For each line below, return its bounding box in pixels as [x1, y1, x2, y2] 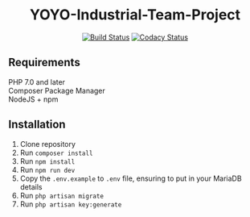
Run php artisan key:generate [19, 199, 122, 209]
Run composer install [19, 148, 93, 157]
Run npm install [19, 156, 76, 166]
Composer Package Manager [8, 86, 106, 95]
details [19, 182, 43, 191]
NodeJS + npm [8, 94, 59, 104]
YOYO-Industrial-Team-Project [29, 6, 241, 24]
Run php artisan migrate [19, 190, 105, 200]
